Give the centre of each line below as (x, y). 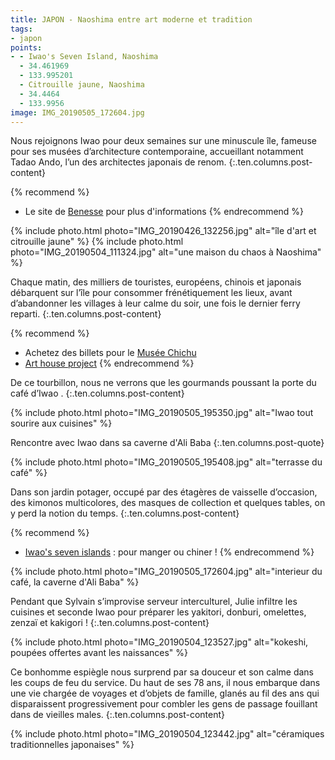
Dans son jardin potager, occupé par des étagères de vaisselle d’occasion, (164, 492)
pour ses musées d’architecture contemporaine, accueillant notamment (157, 152)
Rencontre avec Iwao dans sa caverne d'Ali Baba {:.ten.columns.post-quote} (167, 443)
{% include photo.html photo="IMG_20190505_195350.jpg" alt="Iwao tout (162, 413)
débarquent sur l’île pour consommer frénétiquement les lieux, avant (151, 293)
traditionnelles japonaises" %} (72, 745)
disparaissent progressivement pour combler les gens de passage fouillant (164, 704)
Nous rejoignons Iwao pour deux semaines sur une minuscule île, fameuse (163, 141)
